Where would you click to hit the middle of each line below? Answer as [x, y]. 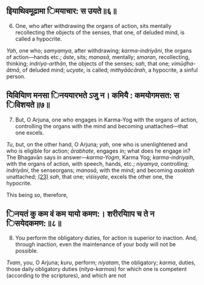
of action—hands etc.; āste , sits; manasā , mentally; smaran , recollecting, [98, 57]
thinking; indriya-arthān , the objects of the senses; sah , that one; [88, 63]
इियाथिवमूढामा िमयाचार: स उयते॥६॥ [62, 11]
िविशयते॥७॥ [28, 105]
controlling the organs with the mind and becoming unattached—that [101, 126]
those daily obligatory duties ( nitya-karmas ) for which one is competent [97, 269]
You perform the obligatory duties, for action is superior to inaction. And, [106, 238]
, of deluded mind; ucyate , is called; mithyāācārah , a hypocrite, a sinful [108, 70]
